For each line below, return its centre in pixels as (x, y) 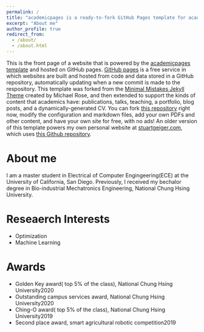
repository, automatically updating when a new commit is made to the (93, 82)
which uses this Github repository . (49, 134)
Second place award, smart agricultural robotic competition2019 (95, 322)
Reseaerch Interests (58, 219)
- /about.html (29, 46)
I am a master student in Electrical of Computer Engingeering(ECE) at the (98, 175)
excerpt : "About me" (32, 23)
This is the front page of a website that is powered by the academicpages (98, 63)
